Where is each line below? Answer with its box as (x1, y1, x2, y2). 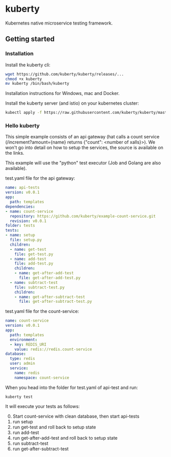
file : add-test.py (14, 261, 53, 266)
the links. (5, 150, 24, 156)
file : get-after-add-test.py (18, 275, 81, 281)
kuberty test (5, 394, 33, 399)
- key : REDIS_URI (10, 342, 47, 347)
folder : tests (5, 223, 36, 228)
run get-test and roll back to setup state (12, 424, 96, 430)
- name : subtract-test (10, 280, 58, 285)
